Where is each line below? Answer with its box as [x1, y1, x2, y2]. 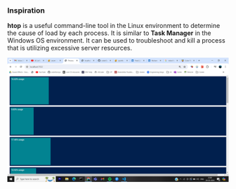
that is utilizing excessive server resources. [7, 44, 132, 52]
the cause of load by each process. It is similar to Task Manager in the [7, 29, 211, 37]
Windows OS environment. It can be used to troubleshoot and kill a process [7, 36, 226, 45]
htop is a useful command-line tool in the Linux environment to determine [7, 22, 221, 30]
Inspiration [7, 6, 46, 15]
